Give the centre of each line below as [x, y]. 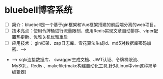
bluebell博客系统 [39, 10]
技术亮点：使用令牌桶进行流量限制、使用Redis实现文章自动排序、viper [83, 31]
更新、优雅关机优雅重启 [44, 37]
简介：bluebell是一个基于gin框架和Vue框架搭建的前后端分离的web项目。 [85, 25]
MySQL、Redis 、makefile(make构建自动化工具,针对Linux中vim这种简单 [84, 66]
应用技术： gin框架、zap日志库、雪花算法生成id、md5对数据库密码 [79, 43]
